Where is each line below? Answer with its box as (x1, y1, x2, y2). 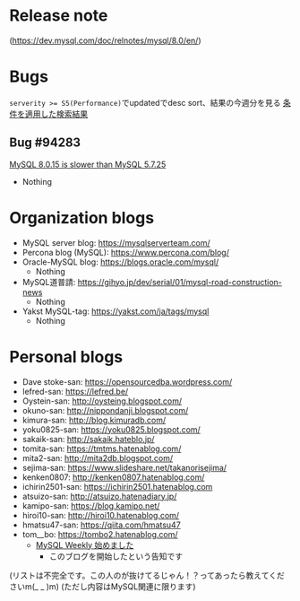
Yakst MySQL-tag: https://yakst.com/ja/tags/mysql (21, 306, 210, 317)
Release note (9, 5, 108, 26)
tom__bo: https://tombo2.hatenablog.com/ (21, 528, 178, 539)
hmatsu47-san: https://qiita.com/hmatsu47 (21, 519, 181, 530)
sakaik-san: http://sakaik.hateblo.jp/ (21, 433, 155, 444)
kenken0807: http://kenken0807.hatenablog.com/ (21, 472, 205, 483)
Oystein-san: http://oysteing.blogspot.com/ (21, 396, 182, 406)
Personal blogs (9, 346, 124, 367)
